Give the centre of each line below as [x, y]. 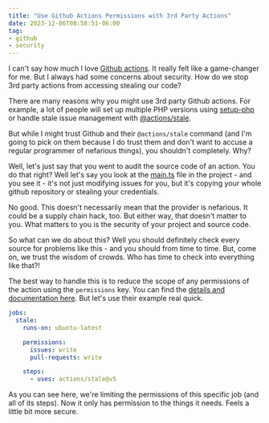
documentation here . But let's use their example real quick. [106, 299]
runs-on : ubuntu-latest [63, 327]
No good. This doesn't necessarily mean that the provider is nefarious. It [128, 207]
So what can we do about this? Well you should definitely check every [124, 240]
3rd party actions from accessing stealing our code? [95, 86]
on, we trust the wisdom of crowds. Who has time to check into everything [131, 257]
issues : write [53, 350]
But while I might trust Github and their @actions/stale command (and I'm [130, 134]
